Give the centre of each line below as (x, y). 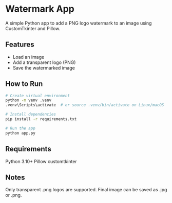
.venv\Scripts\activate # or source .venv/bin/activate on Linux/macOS (85, 105)
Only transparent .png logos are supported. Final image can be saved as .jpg (86, 190)
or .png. (14, 195)
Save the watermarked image (44, 67)
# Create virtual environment (38, 96)
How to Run (24, 84)
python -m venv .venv (28, 100)
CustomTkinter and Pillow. (33, 28)
